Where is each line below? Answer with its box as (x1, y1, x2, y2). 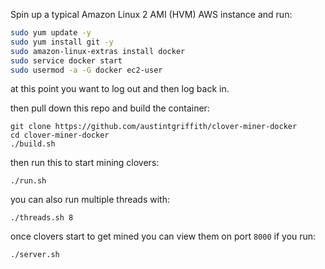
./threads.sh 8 (10, 213, 74, 223)
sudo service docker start (10, 55, 123, 66)
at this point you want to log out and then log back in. (10, 83, 230, 95)
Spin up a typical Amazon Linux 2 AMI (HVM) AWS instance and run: (10, 9, 293, 20)
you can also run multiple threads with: (10, 194, 171, 206)
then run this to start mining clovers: (10, 157, 160, 169)
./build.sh (10, 139, 56, 149)
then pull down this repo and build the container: (10, 102, 210, 114)
